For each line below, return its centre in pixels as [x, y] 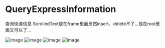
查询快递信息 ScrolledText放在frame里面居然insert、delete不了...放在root [80, 23]
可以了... [23, 30]
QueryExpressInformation [61, 9]
